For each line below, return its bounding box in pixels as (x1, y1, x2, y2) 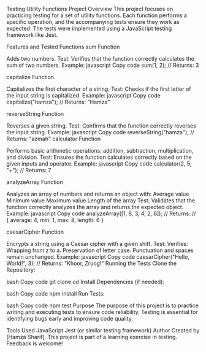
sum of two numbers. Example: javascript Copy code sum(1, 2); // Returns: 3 (6, 61, 199, 69)
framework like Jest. (6, 31, 58, 39)
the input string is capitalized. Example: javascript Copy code (6, 92, 161, 99)
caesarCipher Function (6, 228, 64, 235)
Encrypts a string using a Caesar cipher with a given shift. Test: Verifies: (6, 240, 188, 247)
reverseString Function (6, 110, 64, 117)
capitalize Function (6, 74, 54, 80)
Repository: (6, 266, 36, 274)
